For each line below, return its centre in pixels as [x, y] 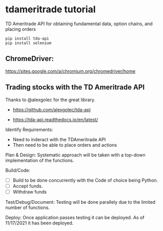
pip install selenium [28, 43]
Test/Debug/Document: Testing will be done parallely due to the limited [80, 202]
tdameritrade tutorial [50, 9]
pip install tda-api [27, 38]
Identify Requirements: [29, 129]
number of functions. [28, 207]
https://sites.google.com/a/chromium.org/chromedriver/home [70, 71]
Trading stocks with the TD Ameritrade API [75, 88]
